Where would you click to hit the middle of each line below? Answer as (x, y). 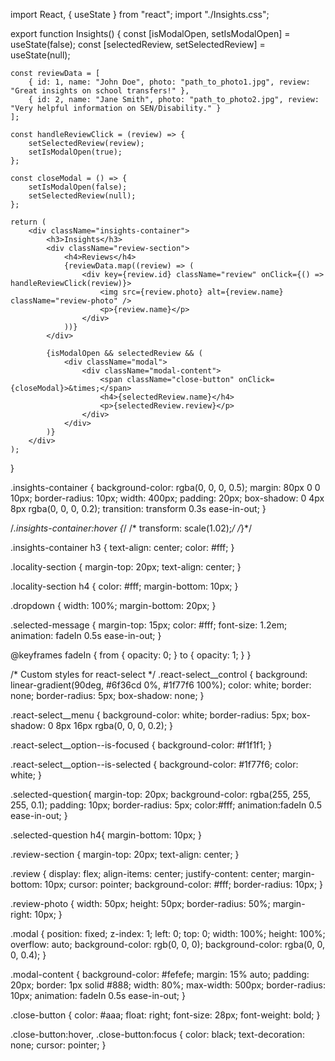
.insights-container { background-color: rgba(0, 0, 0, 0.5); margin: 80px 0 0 (165, 487)
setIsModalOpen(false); (78, 187)
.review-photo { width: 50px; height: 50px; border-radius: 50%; (140, 903)
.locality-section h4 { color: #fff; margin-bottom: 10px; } (124, 586)
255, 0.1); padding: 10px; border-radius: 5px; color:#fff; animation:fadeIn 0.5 (166, 805)
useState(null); (40, 55)
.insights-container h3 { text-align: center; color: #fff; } (122, 547)
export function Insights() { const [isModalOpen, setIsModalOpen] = (150, 33)
